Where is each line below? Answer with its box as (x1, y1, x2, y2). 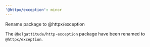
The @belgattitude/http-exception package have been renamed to (5, 30, 145, 36)
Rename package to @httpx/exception (5, 21, 85, 27)
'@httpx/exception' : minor (5, 7, 62, 12)
